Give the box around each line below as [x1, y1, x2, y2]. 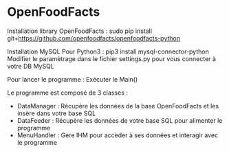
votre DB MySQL [7, 62, 55, 70]
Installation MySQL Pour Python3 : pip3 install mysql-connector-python [7, 47, 210, 56]
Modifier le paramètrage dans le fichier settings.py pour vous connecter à [7, 54, 217, 62]
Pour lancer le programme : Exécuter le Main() [7, 75, 138, 83]
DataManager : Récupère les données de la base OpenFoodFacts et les [17, 102, 219, 110]
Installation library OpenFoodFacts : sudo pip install [7, 27, 153, 35]
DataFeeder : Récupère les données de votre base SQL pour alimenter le [17, 116, 223, 124]
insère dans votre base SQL [17, 109, 96, 117]
